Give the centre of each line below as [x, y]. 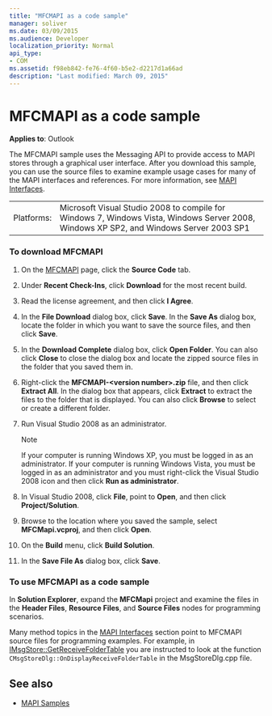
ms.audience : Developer [49, 38]
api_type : [26, 53]
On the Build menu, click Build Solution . [88, 545]
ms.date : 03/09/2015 [44, 31]
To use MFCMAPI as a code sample [80, 582]
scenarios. [27, 616]
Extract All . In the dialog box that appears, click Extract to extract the [136, 391]
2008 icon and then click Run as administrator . [100, 481]
